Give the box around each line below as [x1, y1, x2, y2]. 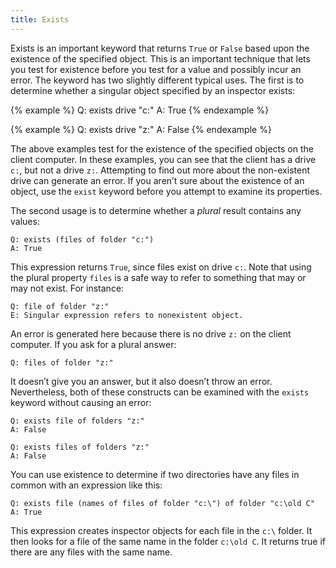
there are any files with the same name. [10, 546, 173, 558]
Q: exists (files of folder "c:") [10, 234, 155, 245]
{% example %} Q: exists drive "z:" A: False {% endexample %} [10, 123, 272, 135]
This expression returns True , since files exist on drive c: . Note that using [10, 261, 312, 273]
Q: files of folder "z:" [10, 357, 114, 368]
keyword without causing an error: [10, 396, 152, 408]
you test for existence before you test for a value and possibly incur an [10, 63, 302, 75]
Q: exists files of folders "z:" [10, 442, 150, 452]
